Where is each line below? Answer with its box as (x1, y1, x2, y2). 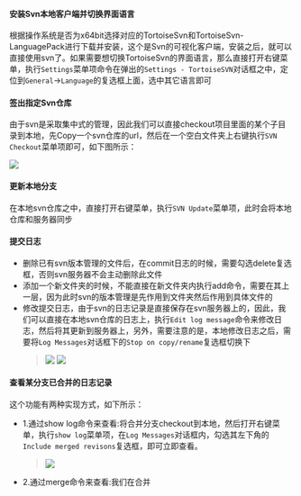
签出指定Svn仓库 (9, 97, 72, 108)
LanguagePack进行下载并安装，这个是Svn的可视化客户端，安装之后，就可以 (9, 41, 293, 52)
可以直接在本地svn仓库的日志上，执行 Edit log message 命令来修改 (30, 313, 275, 324)
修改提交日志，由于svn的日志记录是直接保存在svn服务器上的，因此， (22, 302, 278, 313)
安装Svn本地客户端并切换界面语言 (9, 8, 135, 19)
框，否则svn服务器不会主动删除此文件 (22, 268, 163, 279)
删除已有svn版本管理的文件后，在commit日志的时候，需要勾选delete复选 (22, 257, 293, 268)
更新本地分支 (9, 181, 57, 191)
